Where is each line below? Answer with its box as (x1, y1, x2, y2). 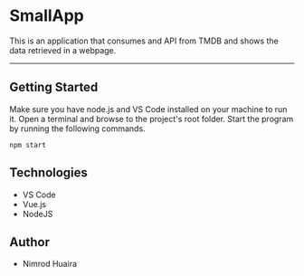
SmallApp (9, 5, 84, 26)
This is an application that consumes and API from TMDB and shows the (9, 35, 279, 46)
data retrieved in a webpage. (9, 44, 117, 55)
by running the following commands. (9, 123, 147, 134)
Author (9, 234, 50, 250)
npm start (9, 140, 47, 149)
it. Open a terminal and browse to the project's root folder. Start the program (9, 113, 294, 124)
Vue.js (22, 198, 47, 209)
